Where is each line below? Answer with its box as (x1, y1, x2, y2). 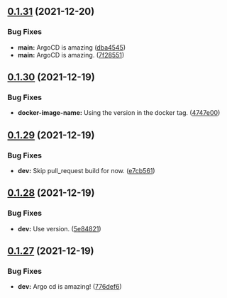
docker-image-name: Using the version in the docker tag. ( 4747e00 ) (17, 109, 221, 117)
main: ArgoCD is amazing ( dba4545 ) (17, 43, 126, 52)
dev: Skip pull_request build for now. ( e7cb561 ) (17, 167, 155, 175)
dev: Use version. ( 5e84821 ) (17, 224, 101, 233)
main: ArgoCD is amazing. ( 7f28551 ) (17, 50, 125, 59)
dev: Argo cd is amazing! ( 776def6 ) (17, 282, 122, 291)
